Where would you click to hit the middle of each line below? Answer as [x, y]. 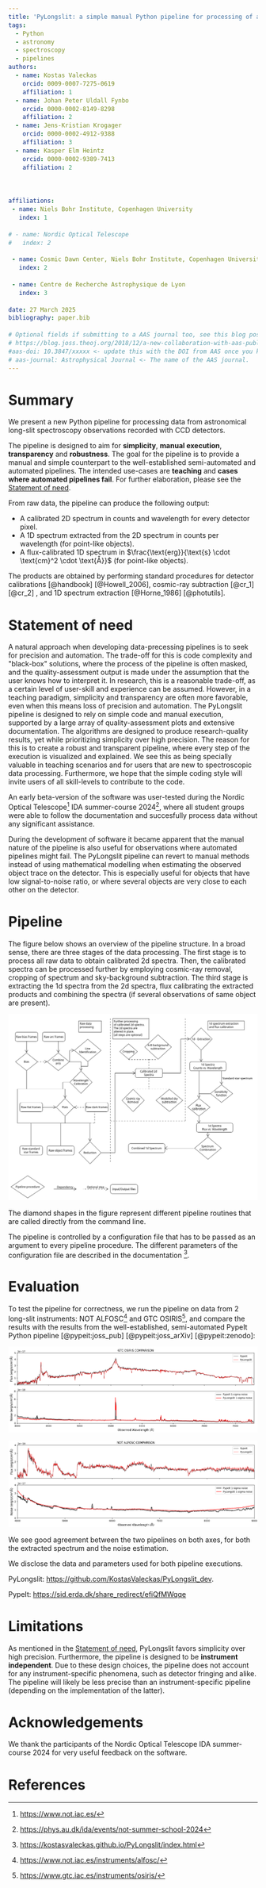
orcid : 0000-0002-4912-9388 [68, 134]
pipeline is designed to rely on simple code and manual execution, [116, 715]
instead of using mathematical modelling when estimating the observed [125, 865]
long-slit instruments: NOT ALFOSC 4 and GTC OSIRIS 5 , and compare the [127, 1318]
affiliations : [32, 201]
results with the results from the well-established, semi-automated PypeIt [128, 1327]
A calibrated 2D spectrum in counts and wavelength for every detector [135, 519]
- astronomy [35, 42]
